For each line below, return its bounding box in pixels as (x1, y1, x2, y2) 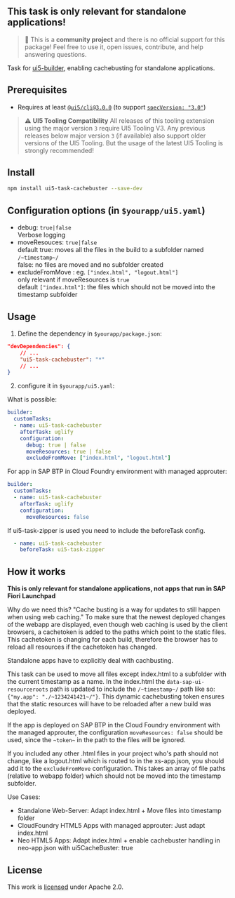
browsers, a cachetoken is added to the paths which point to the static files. (7, 628, 227, 636)
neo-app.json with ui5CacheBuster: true (17, 844, 133, 852)
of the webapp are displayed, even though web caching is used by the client (7, 621, 228, 629)
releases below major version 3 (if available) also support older (24, 131, 206, 140)
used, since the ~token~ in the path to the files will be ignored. (7, 736, 186, 744)
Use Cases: (7, 793, 41, 801)
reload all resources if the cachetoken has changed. (7, 642, 158, 652)
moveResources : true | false (25, 448, 112, 455)
